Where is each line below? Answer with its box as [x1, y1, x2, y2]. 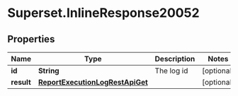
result [11, 78, 32, 87]
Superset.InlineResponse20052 [7, 5, 200, 21]
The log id [154, 66, 188, 76]
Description [154, 54, 195, 64]
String [38, 66, 59, 76]
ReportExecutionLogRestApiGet [38, 78, 149, 87]
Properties [7, 33, 55, 45]
